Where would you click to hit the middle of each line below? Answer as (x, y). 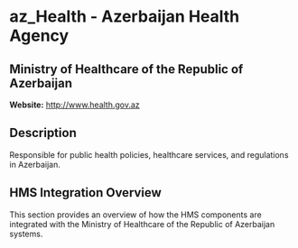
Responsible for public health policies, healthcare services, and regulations (149, 154)
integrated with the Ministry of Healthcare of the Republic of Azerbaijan (142, 224)
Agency (39, 36)
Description (43, 133)
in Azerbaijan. (35, 164)
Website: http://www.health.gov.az (74, 105)
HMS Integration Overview (86, 193)
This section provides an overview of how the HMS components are (135, 215)
